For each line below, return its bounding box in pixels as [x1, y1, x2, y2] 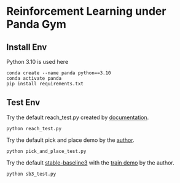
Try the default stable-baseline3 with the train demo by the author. [6, 158, 174, 166]
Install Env [6, 42, 47, 52]
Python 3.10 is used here [6, 58, 69, 65]
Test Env [6, 97, 41, 108]
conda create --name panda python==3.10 [6, 70, 112, 76]
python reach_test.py [6, 125, 62, 131]
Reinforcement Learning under [6, 4, 166, 18]
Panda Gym [6, 17, 66, 31]
